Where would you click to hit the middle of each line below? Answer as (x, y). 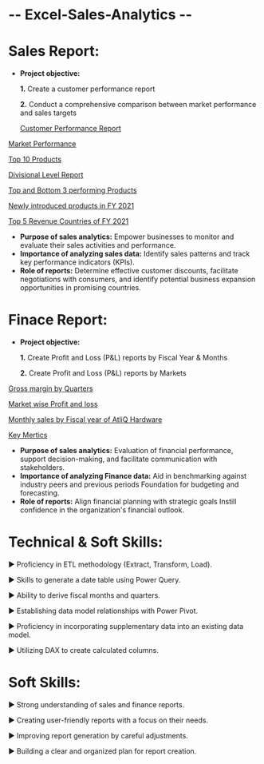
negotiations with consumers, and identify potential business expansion (138, 279)
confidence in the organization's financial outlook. (102, 510)
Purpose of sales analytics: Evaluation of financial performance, (126, 451)
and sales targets (48, 113)
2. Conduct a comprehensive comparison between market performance (138, 105)
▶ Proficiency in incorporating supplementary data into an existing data (126, 626)
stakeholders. (42, 468)
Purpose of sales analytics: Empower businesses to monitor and (127, 237)
